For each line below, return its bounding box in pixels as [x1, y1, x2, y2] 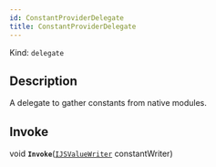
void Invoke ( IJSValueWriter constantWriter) [9, 148, 173, 160]
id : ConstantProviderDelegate [9, 13, 125, 23]
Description [9, 73, 77, 89]
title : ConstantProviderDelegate [9, 22, 137, 31]
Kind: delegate [9, 47, 65, 57]
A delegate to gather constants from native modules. [9, 98, 208, 109]
